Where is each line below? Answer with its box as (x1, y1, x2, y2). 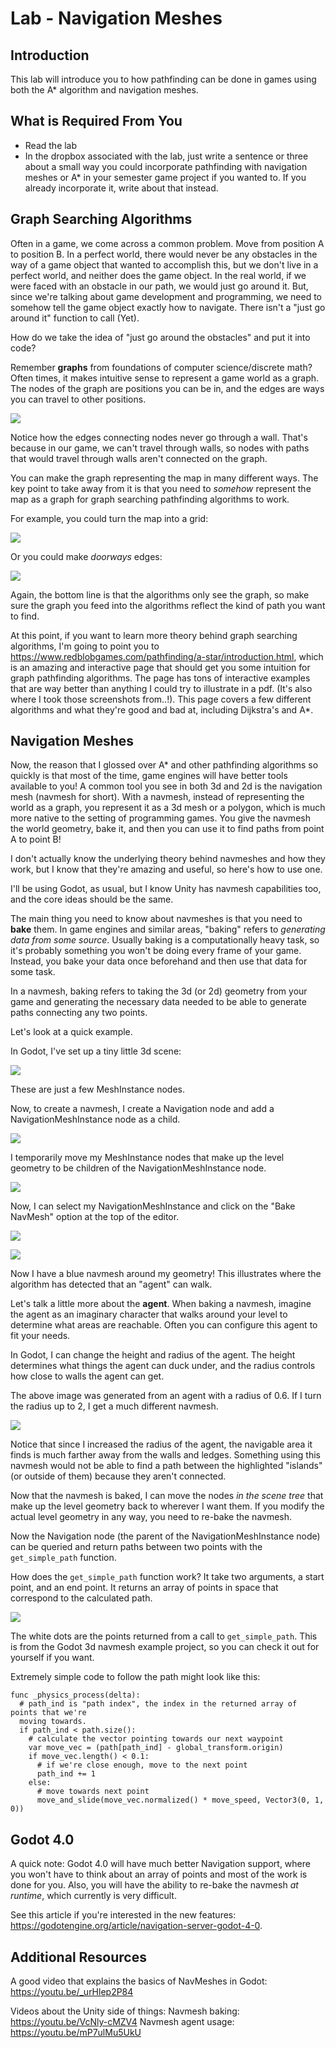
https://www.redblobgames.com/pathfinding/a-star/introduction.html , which (10, 650, 324, 662)
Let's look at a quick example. (10, 1026, 133, 1038)
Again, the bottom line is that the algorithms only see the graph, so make (10, 588, 310, 601)
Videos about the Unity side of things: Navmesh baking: (10, 2005, 240, 2017)
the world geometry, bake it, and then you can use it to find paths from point (10, 823, 325, 835)
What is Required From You (10, 113, 183, 130)
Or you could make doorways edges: (10, 550, 163, 562)
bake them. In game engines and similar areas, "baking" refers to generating (10, 923, 326, 936)
